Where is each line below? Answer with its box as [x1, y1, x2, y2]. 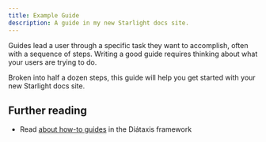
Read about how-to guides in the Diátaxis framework [19, 125, 192, 134]
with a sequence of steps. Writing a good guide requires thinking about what [8, 49, 258, 58]
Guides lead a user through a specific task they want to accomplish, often [8, 40, 249, 50]
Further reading [8, 103, 87, 117]
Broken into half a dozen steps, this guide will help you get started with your [8, 73, 256, 82]
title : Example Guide [8, 11, 80, 20]
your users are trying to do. [8, 57, 97, 67]
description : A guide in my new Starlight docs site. [8, 19, 190, 27]
